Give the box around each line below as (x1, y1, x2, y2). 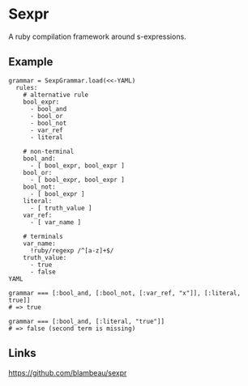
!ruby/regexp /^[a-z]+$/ (29, 246, 114, 255)
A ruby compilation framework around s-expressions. (8, 32, 186, 41)
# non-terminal (23, 147, 75, 155)
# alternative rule (23, 91, 89, 99)
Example (8, 55, 53, 69)
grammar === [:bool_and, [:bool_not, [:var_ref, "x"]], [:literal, (8, 289, 242, 297)
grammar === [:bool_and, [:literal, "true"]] (8, 317, 165, 325)
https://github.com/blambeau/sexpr (8, 367, 127, 377)
